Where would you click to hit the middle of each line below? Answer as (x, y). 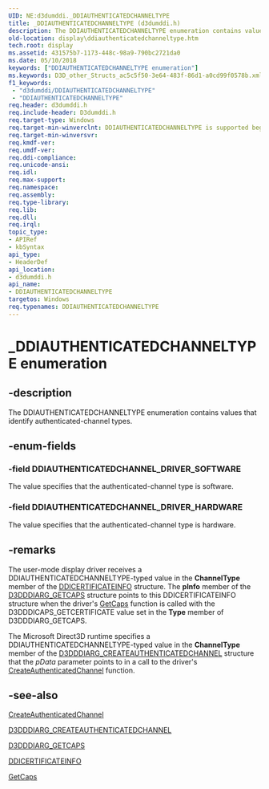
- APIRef (23, 240)
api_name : (25, 285)
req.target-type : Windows (51, 120)
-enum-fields (42, 446)
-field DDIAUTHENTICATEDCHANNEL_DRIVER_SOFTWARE (125, 469)
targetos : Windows (39, 299)
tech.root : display (41, 46)
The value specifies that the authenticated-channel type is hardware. (122, 525)
